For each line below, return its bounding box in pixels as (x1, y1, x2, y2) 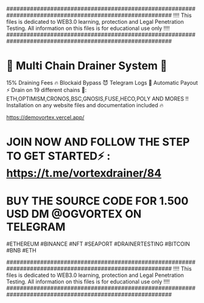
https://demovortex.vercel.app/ (6, 113, 85, 121)
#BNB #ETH (6, 247, 37, 254)
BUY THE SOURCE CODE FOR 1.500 (6, 194, 189, 208)
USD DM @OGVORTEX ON (6, 207, 142, 221)
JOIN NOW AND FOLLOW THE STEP (6, 135, 190, 149)
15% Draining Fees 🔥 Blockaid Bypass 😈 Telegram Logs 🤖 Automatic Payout (6, 79, 198, 86)
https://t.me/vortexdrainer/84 (6, 166, 162, 180)
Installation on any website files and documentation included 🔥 (6, 101, 164, 109)
